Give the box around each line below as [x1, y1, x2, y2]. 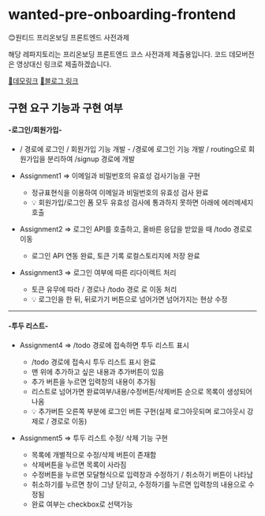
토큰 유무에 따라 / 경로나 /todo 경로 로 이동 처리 [31, 284, 177, 294]
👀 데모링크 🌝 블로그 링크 [8, 76, 79, 85]
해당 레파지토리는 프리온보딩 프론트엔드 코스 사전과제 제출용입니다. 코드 [8, 49, 227, 58]
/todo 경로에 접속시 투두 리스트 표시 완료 [31, 357, 156, 367]
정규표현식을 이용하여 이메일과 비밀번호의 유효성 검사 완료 [31, 187, 209, 197]
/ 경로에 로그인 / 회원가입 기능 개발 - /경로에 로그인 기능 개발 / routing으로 [19, 144, 247, 153]
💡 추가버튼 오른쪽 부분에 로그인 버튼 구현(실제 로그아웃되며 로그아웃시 [31, 406, 246, 416]
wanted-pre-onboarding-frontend [8, 6, 237, 24]
